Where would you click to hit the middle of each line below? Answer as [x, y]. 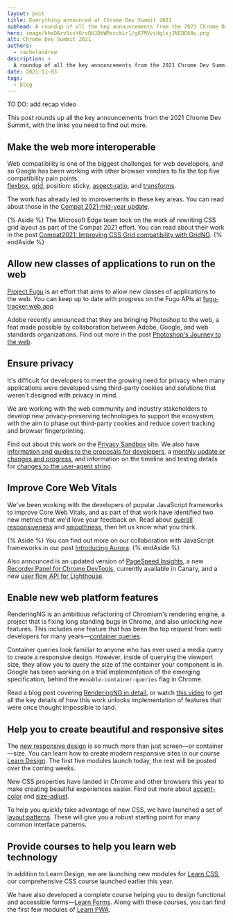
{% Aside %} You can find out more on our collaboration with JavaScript [111, 540]
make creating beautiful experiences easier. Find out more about [100, 789]
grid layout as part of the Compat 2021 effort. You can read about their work [116, 228]
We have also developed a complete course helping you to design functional [116, 894]
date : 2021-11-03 [32, 71]
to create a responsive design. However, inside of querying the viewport [110, 657]
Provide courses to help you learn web [92, 846]
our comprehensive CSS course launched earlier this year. [90, 881]
